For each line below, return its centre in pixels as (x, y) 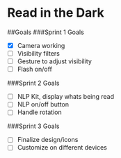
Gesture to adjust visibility (55, 61)
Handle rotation (39, 112)
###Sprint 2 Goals (33, 83)
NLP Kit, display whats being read (66, 97)
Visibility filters (39, 53)
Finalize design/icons (48, 140)
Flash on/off (34, 69)
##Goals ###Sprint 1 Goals (46, 32)
